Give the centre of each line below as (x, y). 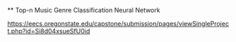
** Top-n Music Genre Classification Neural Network (84, 10)
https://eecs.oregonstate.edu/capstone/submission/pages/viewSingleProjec (118, 23)
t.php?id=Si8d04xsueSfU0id (49, 31)
